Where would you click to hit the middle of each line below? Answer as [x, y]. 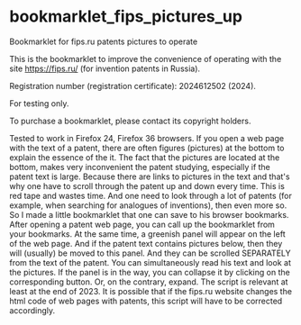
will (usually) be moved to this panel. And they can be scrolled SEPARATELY [150, 253]
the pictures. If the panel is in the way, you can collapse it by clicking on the [150, 272]
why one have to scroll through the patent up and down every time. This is [147, 185]
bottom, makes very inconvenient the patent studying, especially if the [140, 167]
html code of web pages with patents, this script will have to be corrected [146, 301]
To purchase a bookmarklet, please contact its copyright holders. [130, 121]
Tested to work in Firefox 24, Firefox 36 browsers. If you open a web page [147, 138]
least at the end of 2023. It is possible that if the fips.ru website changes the [151, 291]
